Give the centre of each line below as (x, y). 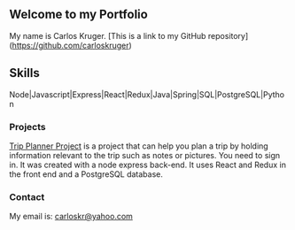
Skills (24, 73)
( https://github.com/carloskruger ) (71, 45)
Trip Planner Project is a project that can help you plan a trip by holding (139, 146)
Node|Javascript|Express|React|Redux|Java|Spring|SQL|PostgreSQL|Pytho (147, 94)
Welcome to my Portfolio (78, 15)
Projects (27, 126)
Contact (27, 196)
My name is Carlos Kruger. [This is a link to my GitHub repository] (129, 35)
